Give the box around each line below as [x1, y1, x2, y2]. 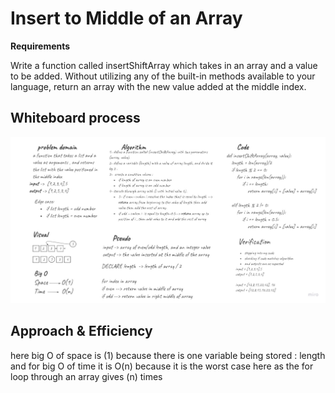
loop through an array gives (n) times [10, 370, 163, 382]
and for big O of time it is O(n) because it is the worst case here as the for [10, 360, 314, 372]
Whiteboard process [10, 110, 141, 127]
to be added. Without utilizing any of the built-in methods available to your [10, 70, 316, 82]
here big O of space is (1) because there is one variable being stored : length [10, 349, 326, 361]
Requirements [10, 40, 71, 52]
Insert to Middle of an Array [10, 7, 243, 30]
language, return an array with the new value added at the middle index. [10, 80, 307, 92]
